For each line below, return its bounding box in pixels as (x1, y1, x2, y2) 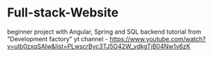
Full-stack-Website (7, 5, 119, 21)
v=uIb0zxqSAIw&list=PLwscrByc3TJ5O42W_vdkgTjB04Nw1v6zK (7, 42, 191, 50)
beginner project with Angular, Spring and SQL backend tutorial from (7, 27, 201, 36)
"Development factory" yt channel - (7, 34, 109, 43)
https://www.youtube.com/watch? (109, 34, 206, 43)
